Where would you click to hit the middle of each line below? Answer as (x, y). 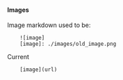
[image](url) (39, 70)
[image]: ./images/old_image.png (68, 44)
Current (18, 57)
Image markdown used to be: (49, 25)
